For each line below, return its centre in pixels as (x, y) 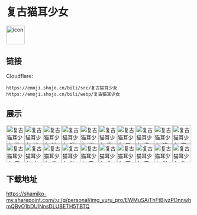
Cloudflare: (20, 76)
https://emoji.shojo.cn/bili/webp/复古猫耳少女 (63, 94)
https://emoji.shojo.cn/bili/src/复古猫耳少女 (62, 88)
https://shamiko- (26, 194)
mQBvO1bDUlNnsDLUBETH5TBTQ (48, 206)
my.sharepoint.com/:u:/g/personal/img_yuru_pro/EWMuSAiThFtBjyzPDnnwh (98, 200)
